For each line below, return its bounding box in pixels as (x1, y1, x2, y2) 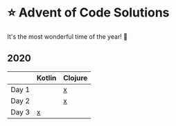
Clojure (63, 73, 88, 82)
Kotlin (36, 73, 57, 82)
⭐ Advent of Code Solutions (7, 5, 170, 21)
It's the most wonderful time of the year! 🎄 (7, 32, 128, 41)
